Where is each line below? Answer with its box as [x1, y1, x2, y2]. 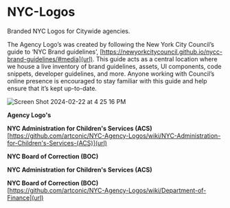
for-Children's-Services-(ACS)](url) [7, 138, 108, 147]
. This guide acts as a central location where [92, 54, 218, 63]
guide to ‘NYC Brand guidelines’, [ [7, 48, 103, 56]
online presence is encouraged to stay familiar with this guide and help [7, 76, 207, 85]
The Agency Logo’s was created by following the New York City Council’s [7, 40, 215, 48]
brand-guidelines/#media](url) [7, 54, 93, 63]
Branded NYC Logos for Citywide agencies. [7, 27, 130, 35]
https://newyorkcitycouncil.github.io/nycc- [102, 48, 223, 56]
